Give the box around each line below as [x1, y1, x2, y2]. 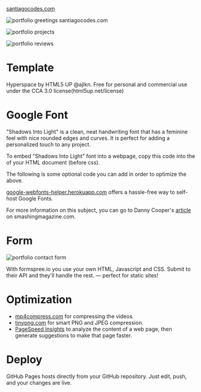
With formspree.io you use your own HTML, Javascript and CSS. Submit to [6, 265, 191, 273]
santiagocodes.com [6, 5, 55, 12]
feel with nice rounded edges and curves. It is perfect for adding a [6, 134, 170, 142]
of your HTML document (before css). [6, 158, 100, 166]
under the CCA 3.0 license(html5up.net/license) [6, 87, 124, 94]
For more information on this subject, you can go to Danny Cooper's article [6, 207, 191, 214]
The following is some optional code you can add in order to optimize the [6, 170, 187, 178]
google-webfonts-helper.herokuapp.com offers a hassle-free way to [6, 188, 175, 196]
